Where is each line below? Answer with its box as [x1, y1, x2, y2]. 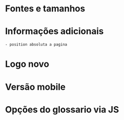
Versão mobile [5, 81, 66, 92]
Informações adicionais [5, 26, 104, 37]
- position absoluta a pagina [5, 42, 68, 47]
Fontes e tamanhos [5, 3, 85, 14]
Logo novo [5, 59, 49, 70]
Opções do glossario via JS [5, 104, 120, 115]
